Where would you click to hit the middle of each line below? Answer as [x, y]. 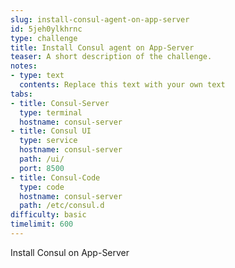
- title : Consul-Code [55, 177]
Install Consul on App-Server [70, 252]
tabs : [21, 94]
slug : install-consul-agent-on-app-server [100, 19]
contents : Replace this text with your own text [122, 85]
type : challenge [44, 38]
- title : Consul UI [51, 131]
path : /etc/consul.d [62, 206]
